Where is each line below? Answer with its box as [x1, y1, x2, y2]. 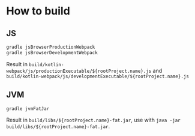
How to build [6, 4, 70, 18]
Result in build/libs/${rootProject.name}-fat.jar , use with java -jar [6, 116, 181, 124]
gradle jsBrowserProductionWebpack [6, 44, 95, 50]
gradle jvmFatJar [6, 105, 50, 112]
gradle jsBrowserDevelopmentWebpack [6, 49, 98, 55]
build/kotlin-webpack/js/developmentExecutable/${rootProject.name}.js [6, 73, 189, 79]
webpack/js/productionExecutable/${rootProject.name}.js [6, 68, 152, 74]
